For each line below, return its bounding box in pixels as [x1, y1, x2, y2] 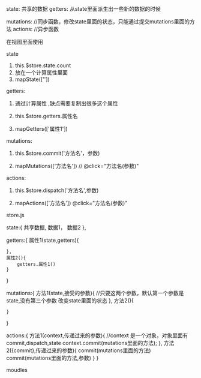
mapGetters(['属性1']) [14, 125, 68, 132]
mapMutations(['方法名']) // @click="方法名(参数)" [14, 163, 139, 169]
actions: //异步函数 [13, 26, 59, 32]
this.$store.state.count [14, 62, 71, 69]
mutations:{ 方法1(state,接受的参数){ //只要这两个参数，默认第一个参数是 [6, 290, 184, 296]
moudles [6, 367, 28, 373]
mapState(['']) [14, 76, 50, 83]
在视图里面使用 [6, 38, 43, 45]
